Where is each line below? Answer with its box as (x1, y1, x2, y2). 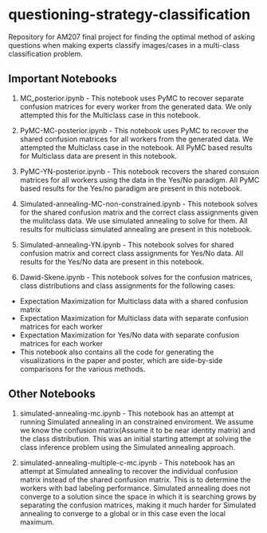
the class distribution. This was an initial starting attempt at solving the (19, 433, 252, 444)
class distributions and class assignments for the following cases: (19, 281, 236, 290)
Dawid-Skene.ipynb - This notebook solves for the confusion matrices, (19, 272, 253, 282)
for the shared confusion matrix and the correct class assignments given (19, 207, 259, 217)
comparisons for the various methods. (19, 364, 146, 373)
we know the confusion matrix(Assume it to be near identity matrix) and (19, 425, 256, 435)
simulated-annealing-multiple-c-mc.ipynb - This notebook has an (19, 457, 235, 468)
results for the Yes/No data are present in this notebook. (19, 257, 205, 266)
